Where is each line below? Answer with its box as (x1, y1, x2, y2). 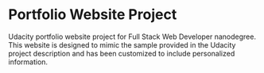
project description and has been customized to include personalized (8, 48, 235, 58)
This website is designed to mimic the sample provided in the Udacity (8, 40, 236, 49)
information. (8, 57, 49, 67)
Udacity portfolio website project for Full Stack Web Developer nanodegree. (8, 32, 257, 41)
